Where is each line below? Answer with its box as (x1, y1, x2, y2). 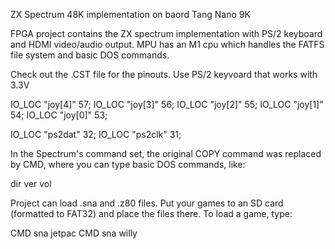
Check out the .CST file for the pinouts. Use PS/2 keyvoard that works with (10, 69, 318, 80)
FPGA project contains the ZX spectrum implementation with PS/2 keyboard (10, 28, 323, 39)
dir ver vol (10, 178, 52, 189)
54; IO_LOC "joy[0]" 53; (10, 109, 108, 121)
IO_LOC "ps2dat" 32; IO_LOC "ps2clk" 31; (10, 129, 182, 140)
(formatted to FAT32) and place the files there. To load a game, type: (10, 208, 293, 219)
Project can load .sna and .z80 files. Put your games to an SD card (10, 197, 284, 209)
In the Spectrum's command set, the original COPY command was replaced (10, 148, 322, 159)
